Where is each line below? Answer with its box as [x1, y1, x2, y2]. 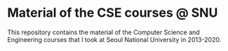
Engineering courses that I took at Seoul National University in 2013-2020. [7, 35, 222, 43]
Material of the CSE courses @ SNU [7, 5, 218, 21]
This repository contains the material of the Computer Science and [7, 28, 200, 36]
